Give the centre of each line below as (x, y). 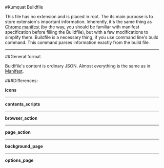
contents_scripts (23, 104)
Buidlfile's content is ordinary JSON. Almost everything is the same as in (78, 66)
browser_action (21, 118)
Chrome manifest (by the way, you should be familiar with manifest (72, 27)
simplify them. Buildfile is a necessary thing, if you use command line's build (82, 37)
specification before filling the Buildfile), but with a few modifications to (77, 32)
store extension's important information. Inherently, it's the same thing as (79, 22)
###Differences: (21, 81)
